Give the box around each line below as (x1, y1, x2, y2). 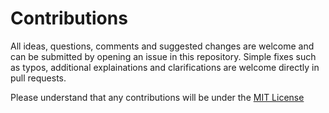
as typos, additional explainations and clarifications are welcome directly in (10, 61, 320, 73)
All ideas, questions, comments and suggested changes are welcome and (10, 40, 315, 52)
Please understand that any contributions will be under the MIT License (10, 91, 305, 103)
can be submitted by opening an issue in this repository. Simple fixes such (10, 50, 317, 62)
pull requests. (10, 72, 67, 84)
